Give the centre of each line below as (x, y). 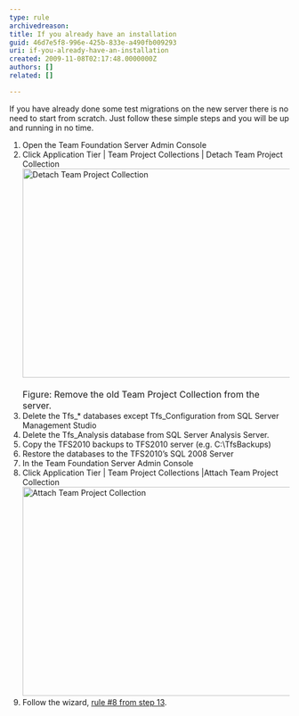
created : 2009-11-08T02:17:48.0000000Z (83, 59)
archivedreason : (39, 26)
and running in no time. (52, 128)
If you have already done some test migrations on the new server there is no (149, 109)
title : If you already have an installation (93, 34)
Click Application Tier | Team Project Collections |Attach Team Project (150, 473)
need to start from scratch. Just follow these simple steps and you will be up (149, 118)
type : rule (29, 17)
